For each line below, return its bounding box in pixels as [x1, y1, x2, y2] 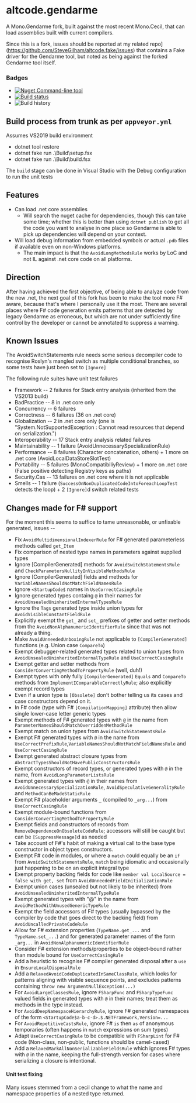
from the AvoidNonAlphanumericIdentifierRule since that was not [14, 623, 171, 630]
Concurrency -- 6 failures [14, 405, 76, 413]
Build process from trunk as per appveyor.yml [6, 116, 172, 126]
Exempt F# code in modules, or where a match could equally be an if [14, 852, 180, 859]
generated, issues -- [6, 525, 55, 532]
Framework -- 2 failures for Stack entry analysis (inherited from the [14, 387, 176, 394]
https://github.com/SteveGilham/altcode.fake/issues [8, 46, 134, 53]
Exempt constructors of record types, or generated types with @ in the [14, 765, 183, 772]
